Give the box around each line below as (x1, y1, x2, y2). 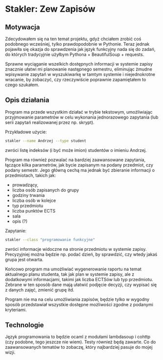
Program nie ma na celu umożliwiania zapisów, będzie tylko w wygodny (5, 296, 150, 302)
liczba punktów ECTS (12, 208, 56, 214)
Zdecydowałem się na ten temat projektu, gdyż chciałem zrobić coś (5, 36, 141, 42)
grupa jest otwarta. (5, 256, 44, 263)
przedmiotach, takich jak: (5, 172, 56, 178)
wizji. (5, 349, 16, 356)
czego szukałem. (5, 82, 40, 88)
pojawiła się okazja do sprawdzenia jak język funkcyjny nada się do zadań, (5, 47, 156, 52)
